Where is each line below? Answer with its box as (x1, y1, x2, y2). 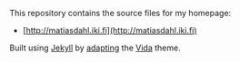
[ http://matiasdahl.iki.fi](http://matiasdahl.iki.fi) (22, 25, 197, 35)
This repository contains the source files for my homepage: (9, 8, 232, 18)
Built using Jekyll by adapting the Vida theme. (9, 42, 181, 53)
